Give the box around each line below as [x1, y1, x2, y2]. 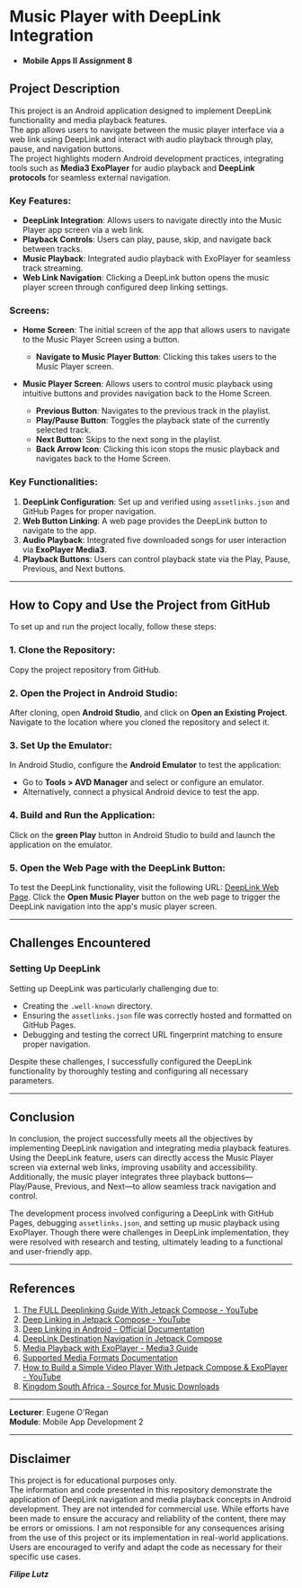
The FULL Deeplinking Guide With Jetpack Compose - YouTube [22, 1305, 259, 1316]
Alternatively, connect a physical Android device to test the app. [22, 787, 260, 798]
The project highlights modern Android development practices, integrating [9, 153, 285, 164]
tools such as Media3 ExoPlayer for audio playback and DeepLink [9, 162, 255, 173]
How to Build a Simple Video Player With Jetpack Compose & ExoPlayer [22, 1362, 289, 1373]
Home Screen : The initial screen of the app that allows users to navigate [22, 325, 290, 335]
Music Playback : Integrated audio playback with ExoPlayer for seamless [22, 254, 291, 264]
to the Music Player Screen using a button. [22, 335, 180, 345]
